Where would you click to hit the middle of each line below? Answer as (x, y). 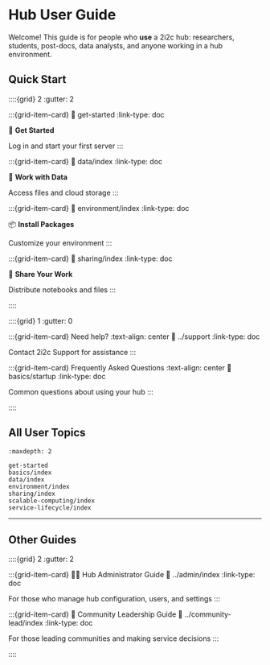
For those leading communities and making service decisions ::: (114, 638)
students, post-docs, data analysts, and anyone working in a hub (116, 45)
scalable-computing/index (51, 501)
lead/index (26, 623)
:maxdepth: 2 (30, 451)
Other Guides (43, 540)
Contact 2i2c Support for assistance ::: (72, 352)
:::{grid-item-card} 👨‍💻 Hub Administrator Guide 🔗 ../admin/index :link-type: (132, 575)
